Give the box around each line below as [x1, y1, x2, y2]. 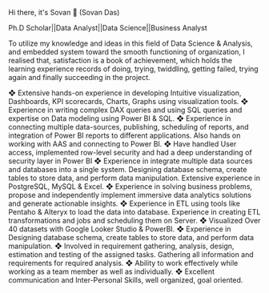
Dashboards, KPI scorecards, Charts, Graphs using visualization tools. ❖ [8, 97, 249, 106]
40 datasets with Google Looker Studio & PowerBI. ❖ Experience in [8, 224, 231, 234]
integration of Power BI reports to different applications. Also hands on [8, 130, 241, 140]
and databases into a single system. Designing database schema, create [8, 165, 247, 174]
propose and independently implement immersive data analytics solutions [8, 191, 252, 199]
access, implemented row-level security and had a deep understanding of [8, 148, 252, 157]
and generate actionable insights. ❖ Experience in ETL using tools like [8, 199, 240, 208]
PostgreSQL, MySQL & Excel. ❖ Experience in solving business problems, [8, 182, 253, 191]
